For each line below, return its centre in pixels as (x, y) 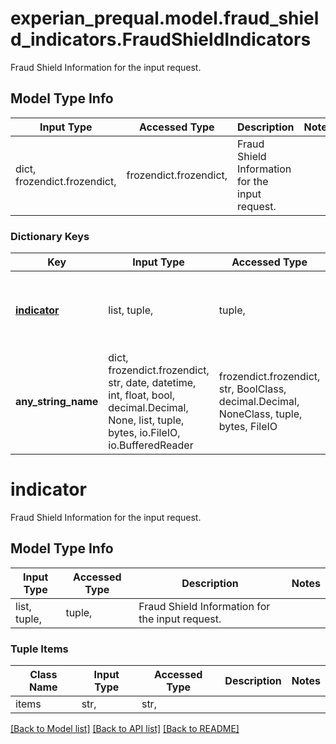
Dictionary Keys (50, 236)
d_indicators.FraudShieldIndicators (161, 39)
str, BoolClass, (252, 389)
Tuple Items (39, 649)
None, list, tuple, (146, 420)
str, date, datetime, (152, 383)
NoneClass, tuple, (260, 414)
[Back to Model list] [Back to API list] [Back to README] (125, 729)
